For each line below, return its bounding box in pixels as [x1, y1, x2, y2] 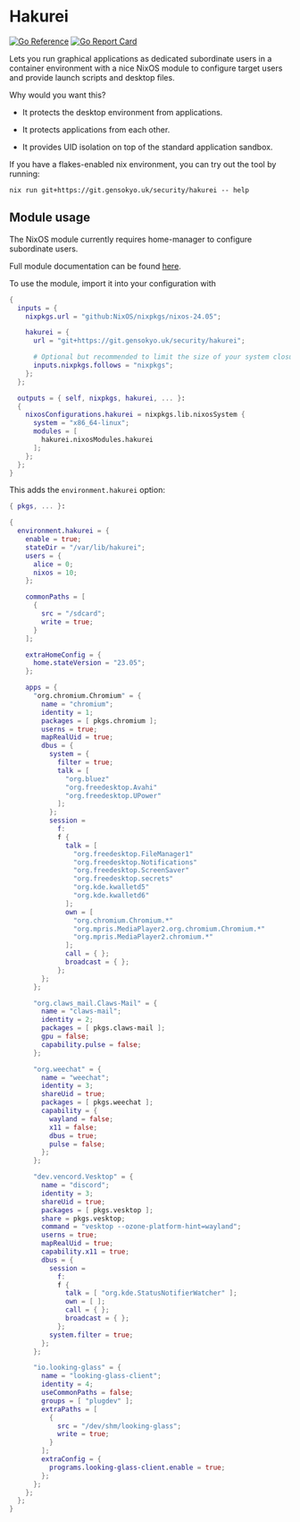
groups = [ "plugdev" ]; [41, 1396, 134, 1406]
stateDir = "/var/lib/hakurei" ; [25, 543, 146, 552]
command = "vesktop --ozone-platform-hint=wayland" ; [41, 1222, 242, 1231]
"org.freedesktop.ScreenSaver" [72, 866, 190, 875]
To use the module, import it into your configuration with [9, 277, 216, 288]
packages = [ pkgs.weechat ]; [41, 1098, 154, 1107]
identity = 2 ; [41, 1016, 94, 1025]
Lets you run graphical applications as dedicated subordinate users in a [9, 53, 272, 64]
